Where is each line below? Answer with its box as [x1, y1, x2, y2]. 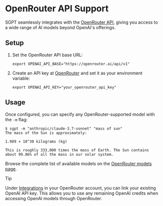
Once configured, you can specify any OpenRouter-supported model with [5, 111, 155, 117]
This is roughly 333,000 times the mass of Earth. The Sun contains [5, 147, 149, 153]
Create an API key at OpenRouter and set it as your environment [12, 70, 143, 76]
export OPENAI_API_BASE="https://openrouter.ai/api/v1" [12, 61, 130, 67]
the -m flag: [5, 116, 28, 122]
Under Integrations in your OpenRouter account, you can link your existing [5, 185, 157, 191]
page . [5, 166, 17, 172]
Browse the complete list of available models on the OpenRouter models [5, 161, 152, 167]
